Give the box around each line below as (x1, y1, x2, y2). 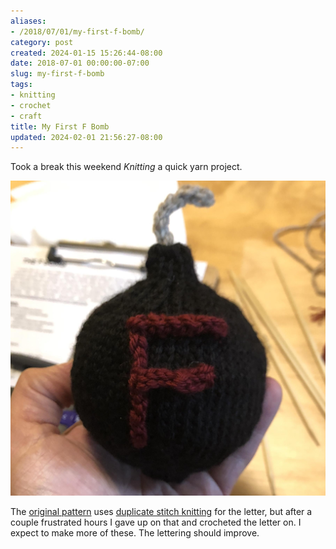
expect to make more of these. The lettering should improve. (10, 526, 260, 539)
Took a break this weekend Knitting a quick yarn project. (10, 161, 243, 173)
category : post (10, 37, 74, 47)
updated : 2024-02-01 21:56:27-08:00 (10, 132, 163, 142)
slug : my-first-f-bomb (10, 69, 105, 79)
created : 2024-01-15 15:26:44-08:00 (10, 48, 163, 58)
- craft (10, 111, 43, 121)
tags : (10, 80, 33, 90)
